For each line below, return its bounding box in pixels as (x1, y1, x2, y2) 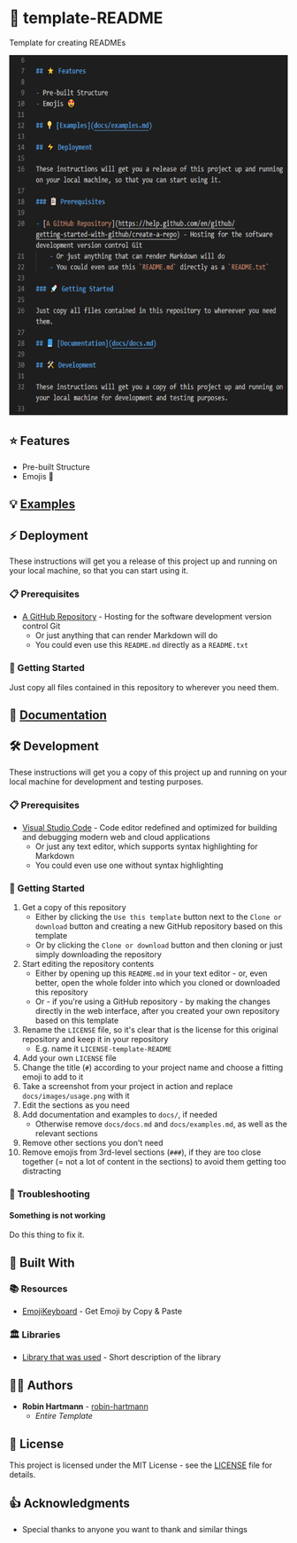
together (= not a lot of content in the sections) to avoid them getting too (21, 1157, 286, 1167)
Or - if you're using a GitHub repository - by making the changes (34, 996, 271, 1007)
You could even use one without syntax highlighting (34, 860, 224, 871)
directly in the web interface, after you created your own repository (34, 1006, 280, 1017)
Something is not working (9, 1210, 106, 1220)
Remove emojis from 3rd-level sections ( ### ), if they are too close (21, 1147, 262, 1157)
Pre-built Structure (21, 461, 90, 472)
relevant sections (34, 1128, 99, 1139)
